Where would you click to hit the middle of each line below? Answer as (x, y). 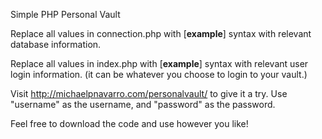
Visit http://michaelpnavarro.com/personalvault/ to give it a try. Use (149, 93)
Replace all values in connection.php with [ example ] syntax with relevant (161, 33)
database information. (56, 44)
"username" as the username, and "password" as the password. (143, 104)
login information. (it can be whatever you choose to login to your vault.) (159, 74)
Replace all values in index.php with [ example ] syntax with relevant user (159, 63)
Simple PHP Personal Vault (65, 14)
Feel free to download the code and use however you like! (129, 123)
